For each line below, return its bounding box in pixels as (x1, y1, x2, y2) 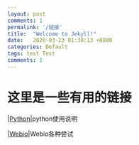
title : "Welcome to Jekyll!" (7, 30, 97, 38)
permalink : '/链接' (7, 23, 63, 31)
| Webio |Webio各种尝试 (7, 129, 74, 138)
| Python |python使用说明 (7, 114, 78, 123)
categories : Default (7, 43, 69, 50)
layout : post (7, 10, 46, 18)
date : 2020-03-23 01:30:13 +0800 (7, 37, 113, 44)
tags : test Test (7, 50, 55, 58)
